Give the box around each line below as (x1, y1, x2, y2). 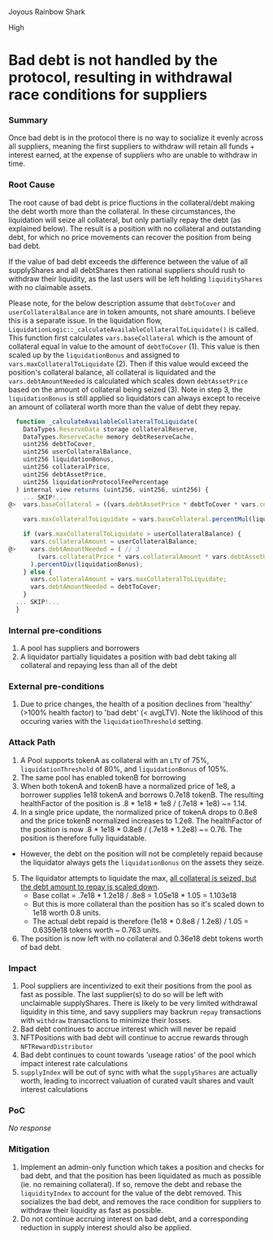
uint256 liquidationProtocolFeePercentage (23, 478, 169, 486)
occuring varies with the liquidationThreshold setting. (19, 717, 203, 726)
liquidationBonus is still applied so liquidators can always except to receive (8, 393, 261, 403)
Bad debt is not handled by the (8, 51, 218, 70)
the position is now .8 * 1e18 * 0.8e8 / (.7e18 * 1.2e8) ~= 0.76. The (19, 824, 242, 834)
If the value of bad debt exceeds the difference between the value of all (8, 256, 248, 267)
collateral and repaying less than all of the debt (19, 661, 178, 670)
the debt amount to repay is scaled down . (19, 882, 160, 891)
